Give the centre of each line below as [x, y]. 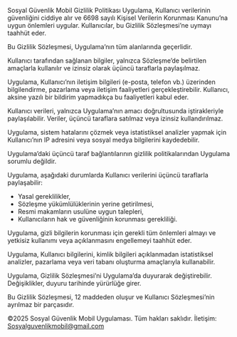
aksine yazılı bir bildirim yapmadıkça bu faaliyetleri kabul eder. [98, 97]
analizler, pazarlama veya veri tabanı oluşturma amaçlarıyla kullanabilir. [111, 262]
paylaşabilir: [25, 182]
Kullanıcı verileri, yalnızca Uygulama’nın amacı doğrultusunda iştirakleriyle [116, 111]
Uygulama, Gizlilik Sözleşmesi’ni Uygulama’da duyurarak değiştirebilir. [110, 276]
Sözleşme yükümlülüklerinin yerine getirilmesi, [86, 204]
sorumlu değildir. [32, 161]
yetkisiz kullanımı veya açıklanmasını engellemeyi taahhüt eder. [100, 240]
